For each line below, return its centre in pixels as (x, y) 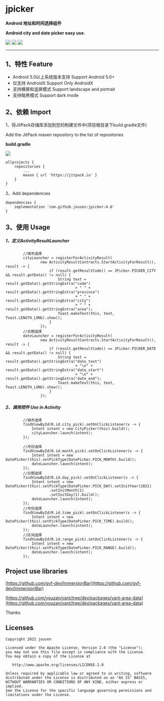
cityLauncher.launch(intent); (62, 433)
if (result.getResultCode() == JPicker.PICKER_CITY (102, 271)
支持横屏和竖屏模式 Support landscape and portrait (64, 89)
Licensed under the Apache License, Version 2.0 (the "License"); (74, 648)
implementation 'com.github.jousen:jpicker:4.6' (64, 207)
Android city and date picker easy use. (46, 33)
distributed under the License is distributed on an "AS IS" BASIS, (76, 678)
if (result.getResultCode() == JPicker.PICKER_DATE (102, 349)
